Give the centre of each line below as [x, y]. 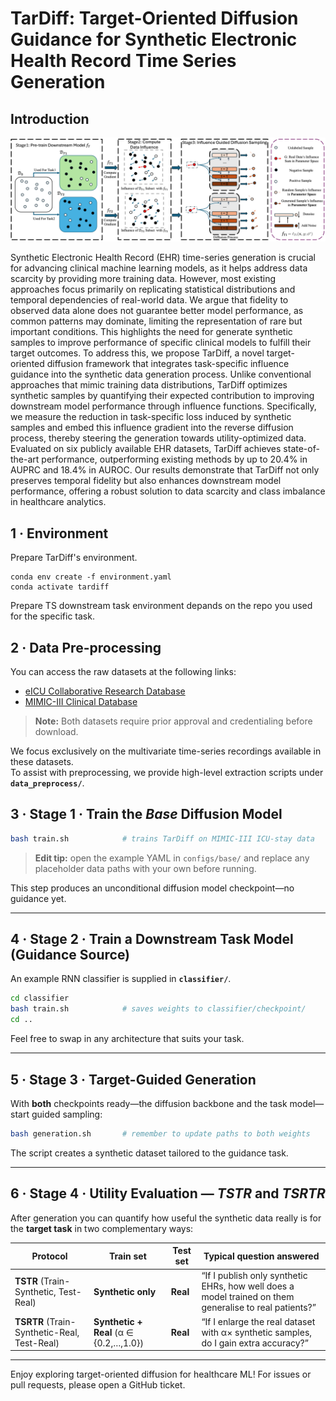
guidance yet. [38, 898]
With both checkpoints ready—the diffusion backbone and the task [149, 1103]
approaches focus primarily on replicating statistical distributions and [153, 289]
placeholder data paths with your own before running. [145, 868]
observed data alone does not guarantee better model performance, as [157, 311]
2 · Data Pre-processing [86, 647]
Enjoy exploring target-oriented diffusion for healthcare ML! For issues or [161, 1374]
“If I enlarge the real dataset [258, 1321]
